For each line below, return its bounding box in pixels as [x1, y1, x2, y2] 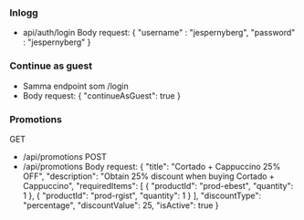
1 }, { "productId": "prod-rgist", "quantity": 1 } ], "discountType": [22, 190, 262, 201]
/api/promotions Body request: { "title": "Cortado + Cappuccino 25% [22, 161, 281, 172]
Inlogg [9, 6, 38, 19]
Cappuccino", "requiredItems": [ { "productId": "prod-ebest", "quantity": [22, 180, 294, 191]
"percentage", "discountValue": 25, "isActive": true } [22, 199, 219, 211]
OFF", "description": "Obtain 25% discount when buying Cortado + [22, 171, 276, 182]
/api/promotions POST [22, 151, 107, 162]
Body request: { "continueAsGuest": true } [22, 89, 181, 101]
